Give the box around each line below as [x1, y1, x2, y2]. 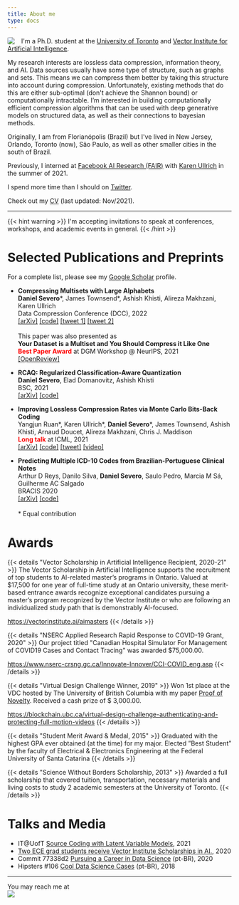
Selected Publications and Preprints [7, 249, 224, 266]
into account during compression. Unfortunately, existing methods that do [7, 80, 224, 89]
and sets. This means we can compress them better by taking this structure [7, 73, 229, 82]
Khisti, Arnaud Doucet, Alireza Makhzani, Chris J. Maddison [17, 428, 193, 436]
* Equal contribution [17, 510, 77, 518]
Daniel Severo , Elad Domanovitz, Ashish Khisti [17, 376, 154, 385]
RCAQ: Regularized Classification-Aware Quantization [17, 368, 181, 377]
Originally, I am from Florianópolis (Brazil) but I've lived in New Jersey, [7, 132, 213, 141]
